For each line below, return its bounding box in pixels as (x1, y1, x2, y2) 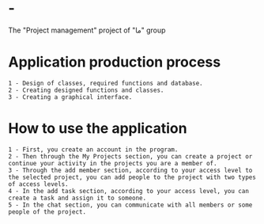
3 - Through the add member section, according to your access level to (8, 166, 253, 174)
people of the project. (8, 207, 87, 216)
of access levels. (8, 180, 69, 188)
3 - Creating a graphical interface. (8, 93, 133, 101)
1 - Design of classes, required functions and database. (8, 79, 203, 87)
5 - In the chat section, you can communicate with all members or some (8, 201, 253, 209)
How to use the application (8, 120, 187, 138)
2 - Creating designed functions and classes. (8, 86, 164, 94)
